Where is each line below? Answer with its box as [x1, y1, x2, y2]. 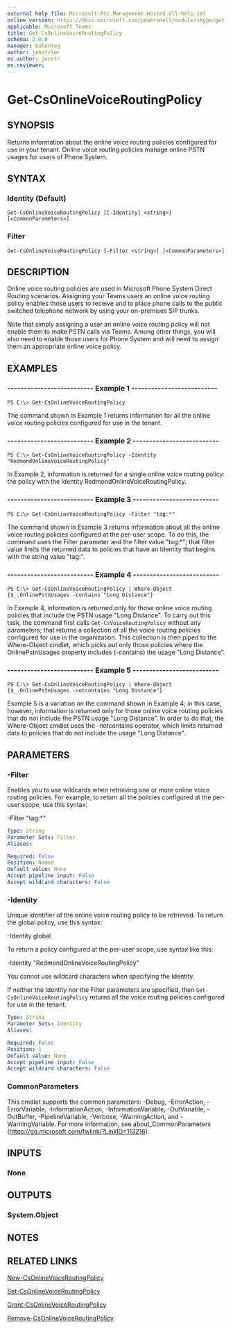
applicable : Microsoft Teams [7, 23, 92, 30]
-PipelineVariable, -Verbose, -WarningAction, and [37, 1112, 179, 1120]
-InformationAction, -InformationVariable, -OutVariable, [48, 1104, 206, 1113]
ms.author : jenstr [7, 56, 60, 63]
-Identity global [7, 932, 51, 940]
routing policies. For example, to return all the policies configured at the [7, 793, 212, 801]
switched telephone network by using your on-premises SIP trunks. [7, 307, 200, 315]
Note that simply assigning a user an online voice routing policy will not [7, 320, 210, 329]
